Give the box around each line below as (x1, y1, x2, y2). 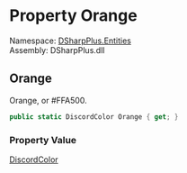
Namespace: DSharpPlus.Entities (9, 35, 132, 46)
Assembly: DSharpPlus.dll (9, 44, 105, 55)
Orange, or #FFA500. (9, 95, 87, 105)
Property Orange (9, 5, 138, 26)
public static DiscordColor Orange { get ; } (9, 112, 179, 122)
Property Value (9, 133, 77, 146)
